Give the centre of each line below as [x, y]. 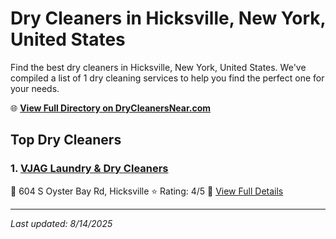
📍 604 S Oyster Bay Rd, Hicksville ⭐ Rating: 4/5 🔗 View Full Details [147, 191]
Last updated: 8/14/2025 [61, 223]
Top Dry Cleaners [66, 140]
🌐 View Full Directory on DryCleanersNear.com [111, 108]
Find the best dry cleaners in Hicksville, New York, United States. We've [158, 67]
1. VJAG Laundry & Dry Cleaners [89, 169]
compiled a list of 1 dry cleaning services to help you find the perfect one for [167, 78]
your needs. [35, 88]
